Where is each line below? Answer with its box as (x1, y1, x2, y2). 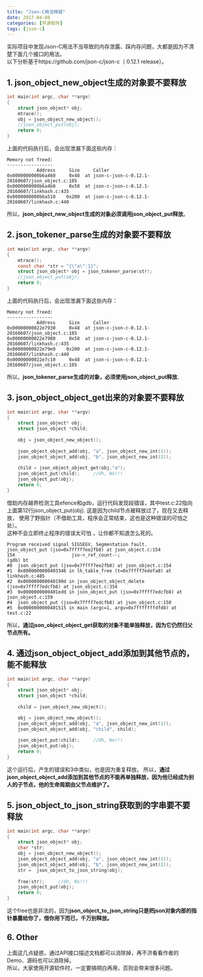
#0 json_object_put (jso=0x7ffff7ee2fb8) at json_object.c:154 (7, 562, 172, 568)
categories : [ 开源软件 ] (7, 20, 63, 26)
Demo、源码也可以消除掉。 (7, 956, 75, 964)
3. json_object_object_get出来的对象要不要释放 (7, 393, 184, 403)
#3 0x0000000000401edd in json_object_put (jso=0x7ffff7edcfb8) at (7, 589, 183, 595)
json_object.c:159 (7, 594, 53, 600)
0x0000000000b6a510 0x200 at (7, 194, 91, 200)
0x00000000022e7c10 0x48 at (7, 357, 91, 363)
